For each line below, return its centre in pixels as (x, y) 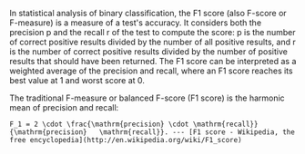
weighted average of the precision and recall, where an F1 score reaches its (151, 71)
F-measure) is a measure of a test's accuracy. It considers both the (136, 23)
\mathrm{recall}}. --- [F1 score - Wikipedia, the (197, 132)
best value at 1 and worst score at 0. (77, 80)
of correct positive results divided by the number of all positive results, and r (152, 42)
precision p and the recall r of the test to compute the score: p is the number (152, 32)
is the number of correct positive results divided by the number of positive (149, 52)
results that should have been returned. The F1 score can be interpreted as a (153, 61)
